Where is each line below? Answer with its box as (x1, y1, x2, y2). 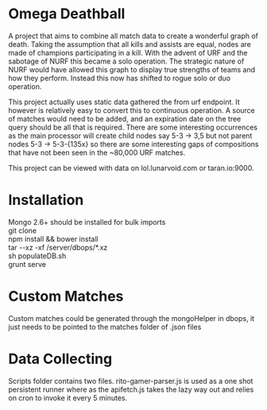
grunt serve (8, 259, 46, 269)
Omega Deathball (8, 5, 126, 23)
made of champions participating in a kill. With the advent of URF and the (8, 48, 248, 57)
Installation (8, 191, 84, 209)
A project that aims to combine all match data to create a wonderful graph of (8, 31, 259, 41)
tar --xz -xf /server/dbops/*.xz (8, 242, 108, 252)
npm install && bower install (8, 234, 99, 243)
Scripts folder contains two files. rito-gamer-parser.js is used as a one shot (8, 376, 253, 385)
